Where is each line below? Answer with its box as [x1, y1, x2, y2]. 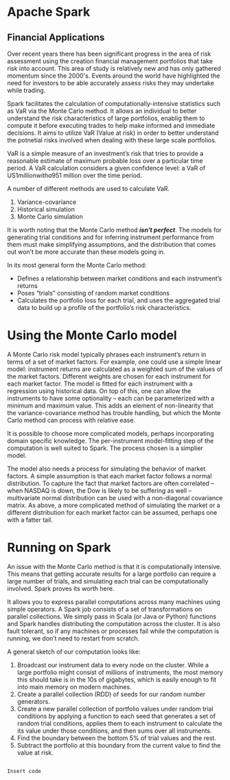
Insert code [7, 768, 41, 775]
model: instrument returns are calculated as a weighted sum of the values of [7, 365, 223, 373]
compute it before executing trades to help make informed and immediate [7, 122, 216, 129]
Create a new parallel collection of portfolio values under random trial [16, 704, 214, 713]
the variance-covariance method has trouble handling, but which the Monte [7, 408, 221, 416]
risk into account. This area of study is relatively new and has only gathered [7, 65, 221, 72]
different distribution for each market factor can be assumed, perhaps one [7, 508, 218, 516]
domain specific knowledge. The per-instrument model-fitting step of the [7, 436, 214, 445]
